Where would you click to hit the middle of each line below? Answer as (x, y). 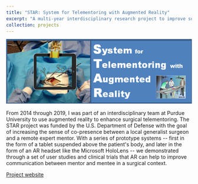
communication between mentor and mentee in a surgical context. (87, 163)
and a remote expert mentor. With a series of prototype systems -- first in (95, 138)
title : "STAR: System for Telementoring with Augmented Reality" (88, 12)
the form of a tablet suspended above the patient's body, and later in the (94, 144)
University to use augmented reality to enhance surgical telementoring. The (98, 119)
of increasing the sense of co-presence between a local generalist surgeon (98, 132)
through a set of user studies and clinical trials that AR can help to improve (97, 157)
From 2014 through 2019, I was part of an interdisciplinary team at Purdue (95, 113)
